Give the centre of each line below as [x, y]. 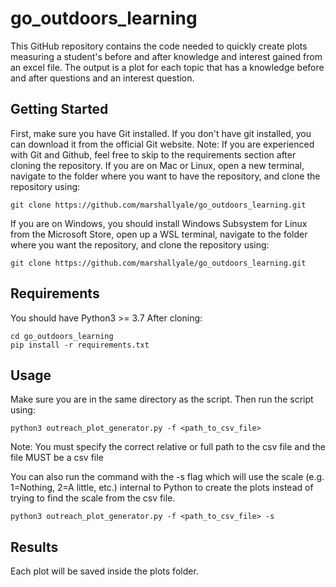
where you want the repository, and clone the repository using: [140, 244]
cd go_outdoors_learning [62, 336]
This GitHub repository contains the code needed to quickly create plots [159, 46]
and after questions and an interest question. [102, 78]
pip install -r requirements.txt [80, 345]
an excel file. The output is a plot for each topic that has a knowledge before [167, 67]
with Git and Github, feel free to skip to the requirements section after [153, 154]
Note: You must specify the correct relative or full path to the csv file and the [168, 447]
